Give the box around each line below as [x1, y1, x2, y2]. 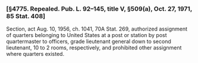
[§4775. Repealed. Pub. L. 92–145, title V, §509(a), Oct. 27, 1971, [6, 5, 192, 13]
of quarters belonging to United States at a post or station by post [6, 32, 168, 39]
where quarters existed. [6, 51, 64, 58]
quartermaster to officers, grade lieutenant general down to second [6, 38, 171, 45]
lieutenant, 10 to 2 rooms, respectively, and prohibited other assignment [6, 44, 182, 51]
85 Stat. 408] [6, 12, 46, 20]
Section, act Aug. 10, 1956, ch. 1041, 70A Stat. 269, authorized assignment [6, 25, 188, 32]
